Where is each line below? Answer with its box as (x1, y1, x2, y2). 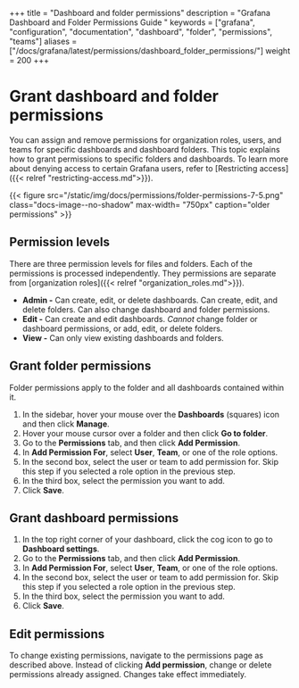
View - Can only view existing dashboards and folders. (21, 332, 225, 343)
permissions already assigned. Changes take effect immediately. (9, 669, 247, 680)
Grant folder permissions (9, 359, 152, 374)
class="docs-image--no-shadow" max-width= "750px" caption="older (9, 199, 270, 210)
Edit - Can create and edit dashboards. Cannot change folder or (21, 313, 258, 324)
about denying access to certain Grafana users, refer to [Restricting (9, 162, 258, 173)
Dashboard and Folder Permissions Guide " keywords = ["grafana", (9, 17, 256, 28)
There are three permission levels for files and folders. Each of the (9, 258, 253, 269)
